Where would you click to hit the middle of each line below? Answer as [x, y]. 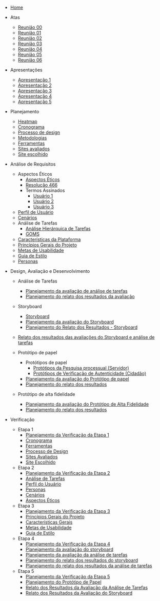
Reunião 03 [30, 44]
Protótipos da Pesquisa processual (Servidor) [81, 368]
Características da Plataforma [49, 239]
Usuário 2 [43, 201]
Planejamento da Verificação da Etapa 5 [68, 577]
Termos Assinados [45, 190]
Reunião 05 [30, 54]
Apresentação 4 [35, 96]
